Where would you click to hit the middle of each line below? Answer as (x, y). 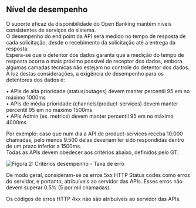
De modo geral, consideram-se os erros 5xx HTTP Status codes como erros (98, 175)
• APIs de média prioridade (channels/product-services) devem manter (92, 103)
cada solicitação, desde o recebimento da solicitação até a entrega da (91, 42)
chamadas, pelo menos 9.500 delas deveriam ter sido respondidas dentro (95, 139)
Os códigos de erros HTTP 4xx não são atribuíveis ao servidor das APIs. (93, 199)
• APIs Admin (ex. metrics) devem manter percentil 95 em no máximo (90, 116)
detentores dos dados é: (36, 80)
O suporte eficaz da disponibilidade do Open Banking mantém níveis (89, 23)
